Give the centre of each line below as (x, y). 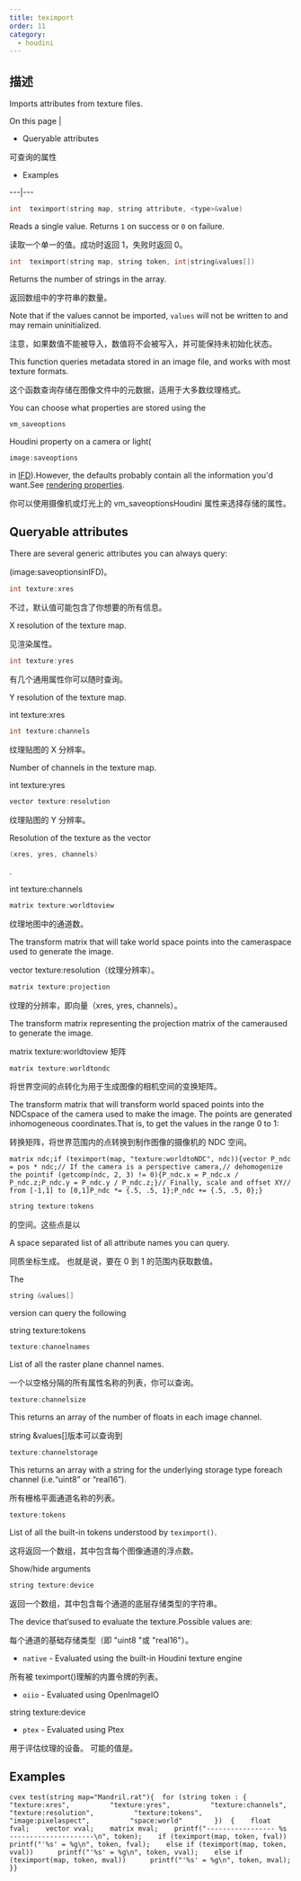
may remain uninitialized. (55, 325)
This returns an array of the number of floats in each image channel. (136, 1417)
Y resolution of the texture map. (68, 697)
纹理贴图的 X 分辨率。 (50, 749)
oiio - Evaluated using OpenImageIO (91, 1694)
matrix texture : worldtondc (60, 1068)
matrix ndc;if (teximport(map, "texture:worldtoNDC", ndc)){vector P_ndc (150, 1160)
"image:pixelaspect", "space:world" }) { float (140, 1821)
